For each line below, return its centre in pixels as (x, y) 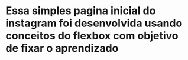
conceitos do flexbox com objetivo (92, 36)
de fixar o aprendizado (62, 49)
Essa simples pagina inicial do (81, 11)
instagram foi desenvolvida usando (94, 23)
